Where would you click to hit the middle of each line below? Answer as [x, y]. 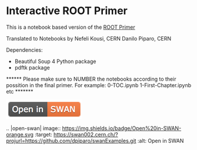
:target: [44, 134]
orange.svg [20, 134]
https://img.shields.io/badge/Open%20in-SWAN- [122, 128]
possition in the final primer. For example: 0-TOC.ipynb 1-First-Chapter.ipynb [99, 85]
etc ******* [20, 91]
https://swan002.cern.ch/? [86, 134]
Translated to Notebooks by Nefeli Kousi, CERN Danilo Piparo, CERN [89, 38]
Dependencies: [24, 50]
